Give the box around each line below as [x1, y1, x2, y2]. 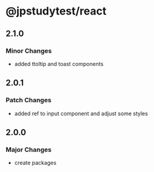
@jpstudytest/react [5, 4, 107, 18]
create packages [14, 159, 57, 167]
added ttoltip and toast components [14, 60, 104, 67]
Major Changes [5, 145, 52, 154]
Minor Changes [5, 47, 52, 55]
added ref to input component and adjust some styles [14, 110, 149, 117]
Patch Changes [5, 96, 52, 104]
